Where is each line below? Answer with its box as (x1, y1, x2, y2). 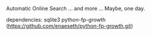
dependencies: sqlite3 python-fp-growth (6, 16, 106, 23)
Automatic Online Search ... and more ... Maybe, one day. (6, 5, 146, 12)
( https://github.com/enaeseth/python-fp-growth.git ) (6, 23, 133, 29)
